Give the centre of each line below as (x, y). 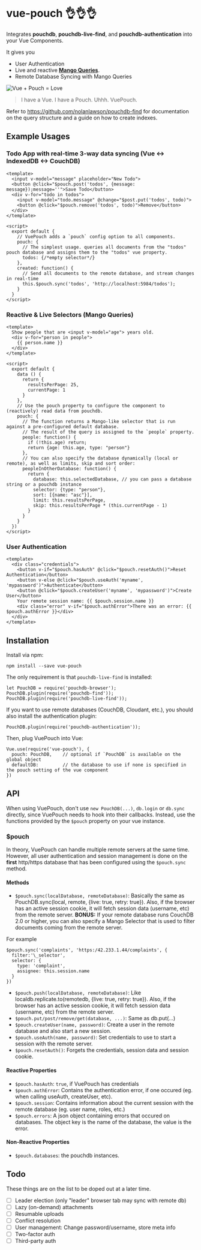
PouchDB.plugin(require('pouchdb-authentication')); (73, 727)
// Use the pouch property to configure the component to (91, 405)
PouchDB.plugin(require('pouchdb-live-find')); (67, 699)
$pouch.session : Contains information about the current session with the (104, 1102)
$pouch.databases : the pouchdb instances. (67, 1155)
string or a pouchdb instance (44, 484)
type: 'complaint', (41, 966)
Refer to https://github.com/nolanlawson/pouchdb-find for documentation (97, 111)
